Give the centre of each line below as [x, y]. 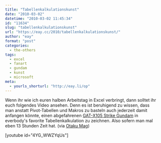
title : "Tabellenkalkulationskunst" [42, 9]
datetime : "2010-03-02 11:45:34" [39, 18]
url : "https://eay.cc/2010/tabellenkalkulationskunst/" [63, 32]
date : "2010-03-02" [25, 14]
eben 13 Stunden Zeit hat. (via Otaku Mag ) [47, 126]
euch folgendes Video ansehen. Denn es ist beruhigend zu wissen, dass [77, 105]
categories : [17, 46]
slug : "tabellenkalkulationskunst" [41, 28]
